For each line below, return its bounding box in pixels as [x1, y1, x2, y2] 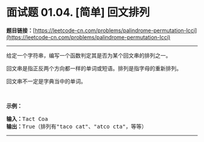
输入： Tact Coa [6, 115, 49, 122]
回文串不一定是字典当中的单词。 [6, 77, 86, 85]
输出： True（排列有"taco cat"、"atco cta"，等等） [6, 123, 148, 130]
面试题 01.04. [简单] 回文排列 [6, 5, 150, 19]
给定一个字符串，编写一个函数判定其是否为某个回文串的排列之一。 [6, 52, 171, 59]
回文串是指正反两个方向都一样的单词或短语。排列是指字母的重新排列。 [6, 64, 182, 72]
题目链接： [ [6, 27, 35, 34]
